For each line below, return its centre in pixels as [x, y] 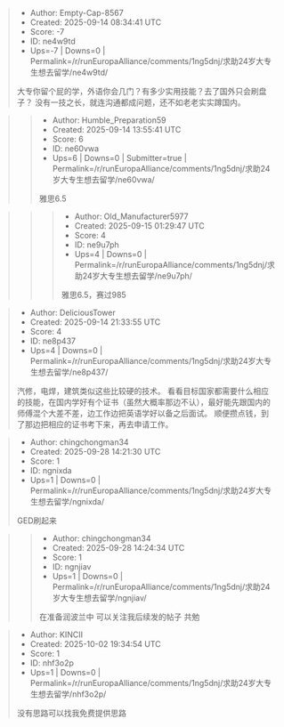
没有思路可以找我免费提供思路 [71, 713]
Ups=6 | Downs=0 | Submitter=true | [120, 158]
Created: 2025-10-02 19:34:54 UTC [95, 644]
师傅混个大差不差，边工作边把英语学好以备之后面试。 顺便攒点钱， [139, 413]
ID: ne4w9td [53, 41]
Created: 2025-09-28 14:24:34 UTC [118, 548]
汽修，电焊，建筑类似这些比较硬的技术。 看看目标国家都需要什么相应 [142, 391]
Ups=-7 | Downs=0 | [68, 51]
